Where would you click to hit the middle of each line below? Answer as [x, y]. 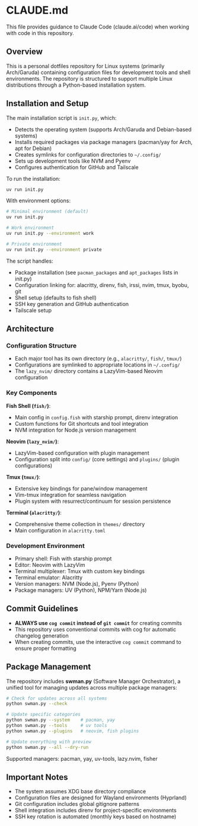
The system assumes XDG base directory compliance [80, 792]
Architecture [30, 329]
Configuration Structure [41, 346]
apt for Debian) [33, 148]
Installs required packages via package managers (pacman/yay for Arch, [103, 142]
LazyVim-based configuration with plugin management [82, 453]
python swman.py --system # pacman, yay [61, 720]
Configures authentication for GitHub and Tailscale [76, 167]
